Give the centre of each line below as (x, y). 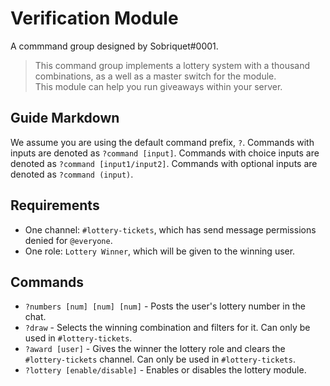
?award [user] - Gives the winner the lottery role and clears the (155, 349)
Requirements (55, 205)
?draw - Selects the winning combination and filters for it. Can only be (167, 328)
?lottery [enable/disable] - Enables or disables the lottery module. (165, 370)
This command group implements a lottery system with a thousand (172, 65)
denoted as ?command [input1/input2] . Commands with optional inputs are (164, 163)
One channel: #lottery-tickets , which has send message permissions (170, 229)
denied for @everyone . (68, 240)
